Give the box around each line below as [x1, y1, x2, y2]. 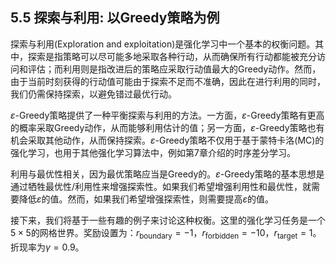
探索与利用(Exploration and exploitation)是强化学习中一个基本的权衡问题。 [10, 38, 316, 50]
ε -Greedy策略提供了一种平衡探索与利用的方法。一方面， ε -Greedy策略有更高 [10, 109, 325, 121]
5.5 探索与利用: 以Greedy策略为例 [10, 9, 220, 27]
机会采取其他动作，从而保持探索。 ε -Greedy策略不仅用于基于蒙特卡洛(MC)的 [10, 134, 325, 146]
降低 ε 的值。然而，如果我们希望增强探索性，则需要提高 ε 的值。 [18, 193, 275, 205]
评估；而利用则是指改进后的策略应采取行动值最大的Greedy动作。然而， [27, 63, 322, 75]
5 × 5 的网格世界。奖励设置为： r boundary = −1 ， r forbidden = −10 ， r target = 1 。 [10, 226, 322, 241]
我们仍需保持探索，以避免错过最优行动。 [10, 88, 177, 100]
